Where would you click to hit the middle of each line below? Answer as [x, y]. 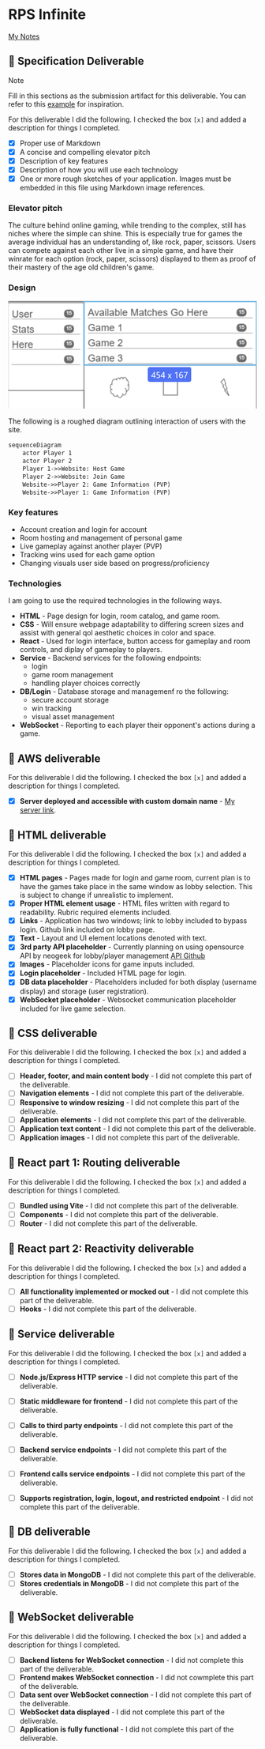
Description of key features [64, 160]
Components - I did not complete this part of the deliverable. [119, 1214]
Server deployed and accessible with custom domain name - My [127, 801]
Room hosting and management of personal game [101, 538]
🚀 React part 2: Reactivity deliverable [101, 1249]
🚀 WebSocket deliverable [71, 1617]
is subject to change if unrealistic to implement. [96, 895]
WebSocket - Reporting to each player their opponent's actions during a [137, 726]
